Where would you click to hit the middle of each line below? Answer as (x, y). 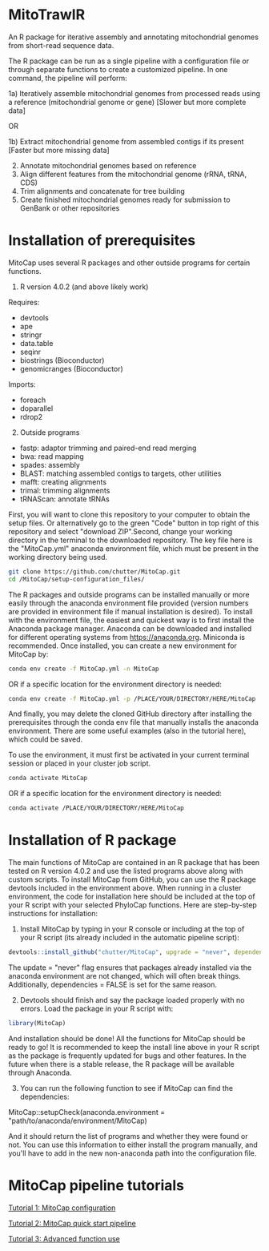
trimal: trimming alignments (65, 490)
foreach (33, 400)
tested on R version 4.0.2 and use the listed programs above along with (126, 871)
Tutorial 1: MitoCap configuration (62, 1208)
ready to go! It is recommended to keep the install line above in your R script (134, 1047)
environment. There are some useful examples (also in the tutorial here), (127, 731)
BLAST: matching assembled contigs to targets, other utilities (120, 473)
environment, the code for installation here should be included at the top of (132, 897)
